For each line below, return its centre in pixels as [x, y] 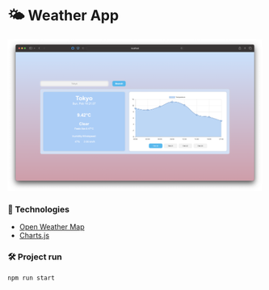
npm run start [32, 278]
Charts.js [34, 235]
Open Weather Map [52, 226]
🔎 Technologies [39, 209]
